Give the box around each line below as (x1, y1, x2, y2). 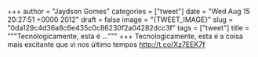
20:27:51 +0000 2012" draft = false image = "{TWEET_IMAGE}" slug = (7, 15, 234, 24)
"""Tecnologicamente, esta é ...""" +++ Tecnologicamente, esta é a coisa (7, 31, 244, 41)
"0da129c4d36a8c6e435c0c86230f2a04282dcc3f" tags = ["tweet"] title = (7, 23, 250, 32)
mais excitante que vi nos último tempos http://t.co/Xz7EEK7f (7, 40, 205, 49)
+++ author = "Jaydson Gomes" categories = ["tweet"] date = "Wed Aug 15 (7, 7, 250, 16)
